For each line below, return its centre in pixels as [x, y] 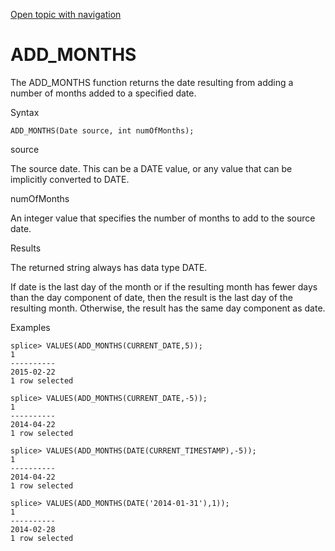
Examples [30, 327]
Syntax [25, 112]
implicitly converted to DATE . [70, 179]
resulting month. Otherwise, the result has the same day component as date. [168, 308]
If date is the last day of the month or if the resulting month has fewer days [164, 286]
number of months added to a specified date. [103, 93]
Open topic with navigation [66, 14]
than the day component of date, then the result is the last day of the [151, 297]
